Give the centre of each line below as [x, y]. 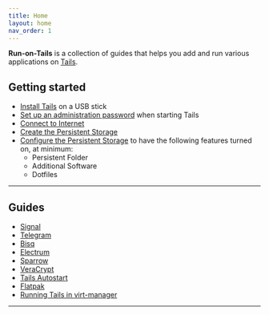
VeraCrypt [37, 269]
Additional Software [64, 166]
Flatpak [32, 286]
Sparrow [34, 260]
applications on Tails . [43, 62]
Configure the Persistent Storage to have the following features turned [136, 140]
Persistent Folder [60, 158]
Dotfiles [44, 175]
